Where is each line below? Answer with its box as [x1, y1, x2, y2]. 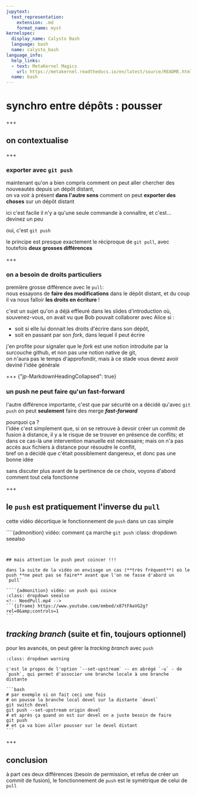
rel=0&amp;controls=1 [6, 608, 59, 614]
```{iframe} [6, 603, 35, 609]
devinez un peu [6, 215, 44, 223]
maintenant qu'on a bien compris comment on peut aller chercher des [6, 180, 175, 187]
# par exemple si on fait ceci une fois [6, 692, 107, 698]
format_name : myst [16, 25, 62, 31]
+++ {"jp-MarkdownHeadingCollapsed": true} [6, 373, 117, 380]
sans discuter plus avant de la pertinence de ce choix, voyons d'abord [6, 467, 176, 474]
